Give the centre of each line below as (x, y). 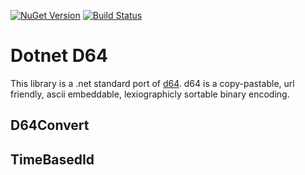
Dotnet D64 (59, 56)
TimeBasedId (52, 159)
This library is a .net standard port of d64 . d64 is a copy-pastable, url (152, 83)
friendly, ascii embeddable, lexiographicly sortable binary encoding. (150, 94)
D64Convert (50, 125)
